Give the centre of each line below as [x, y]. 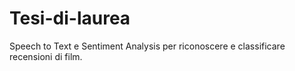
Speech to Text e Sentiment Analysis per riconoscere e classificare [147, 46]
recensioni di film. [46, 56]
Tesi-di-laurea [70, 18]
